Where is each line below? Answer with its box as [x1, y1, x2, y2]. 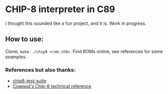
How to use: [5, 35, 44, 43]
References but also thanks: [5, 66, 76, 73]
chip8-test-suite [12, 78, 47, 84]
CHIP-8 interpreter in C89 [5, 4, 115, 15]
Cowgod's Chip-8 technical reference [12, 83, 92, 89]
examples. [5, 54, 27, 60]
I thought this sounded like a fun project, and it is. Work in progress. [5, 20, 147, 26]
